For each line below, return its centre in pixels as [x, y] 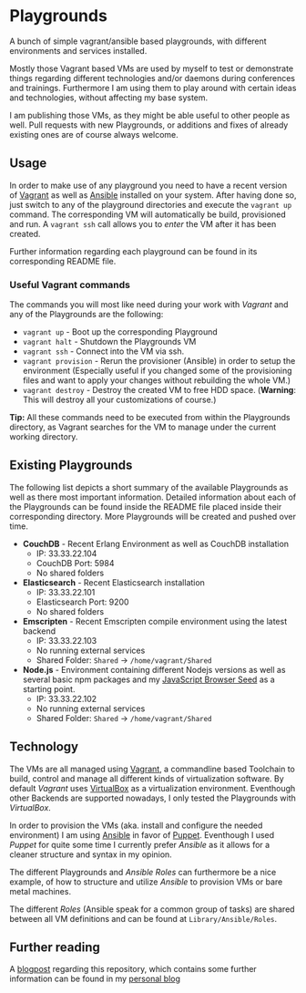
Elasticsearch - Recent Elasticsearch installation [113, 582]
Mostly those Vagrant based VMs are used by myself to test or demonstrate [152, 68]
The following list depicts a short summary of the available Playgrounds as [149, 487]
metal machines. [40, 891]
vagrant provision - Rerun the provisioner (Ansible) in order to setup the [159, 361]
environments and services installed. [78, 50]
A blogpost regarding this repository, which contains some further [133, 969]
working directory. [44, 437]
